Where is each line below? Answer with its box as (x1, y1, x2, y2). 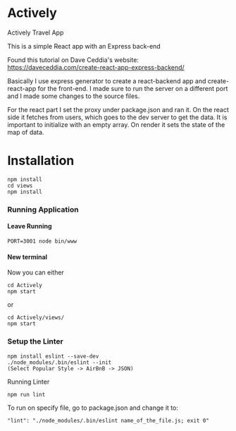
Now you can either (7, 268, 65, 277)
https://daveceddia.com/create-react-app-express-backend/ (7, 63, 185, 71)
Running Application (7, 205, 79, 214)
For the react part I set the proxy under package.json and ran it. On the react (7, 105, 229, 114)
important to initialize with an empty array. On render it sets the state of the (7, 120, 225, 128)
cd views (7, 182, 33, 189)
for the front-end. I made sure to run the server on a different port (37, 84, 228, 92)
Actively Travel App (7, 28, 64, 37)
